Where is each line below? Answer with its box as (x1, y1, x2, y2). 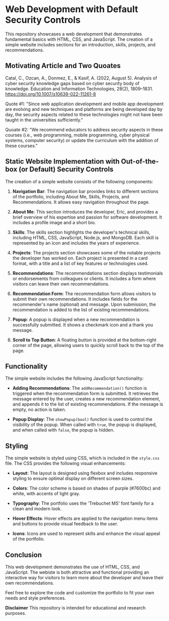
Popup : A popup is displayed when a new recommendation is (12, 316, 140, 322)
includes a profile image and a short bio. (12, 219, 97, 225)
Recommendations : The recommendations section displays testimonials (12, 270, 163, 276)
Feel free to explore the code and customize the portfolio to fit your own (5, 590, 154, 595)
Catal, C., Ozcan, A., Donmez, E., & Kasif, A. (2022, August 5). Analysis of (5, 75, 157, 81)
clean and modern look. (12, 506, 62, 512)
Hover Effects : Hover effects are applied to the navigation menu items (12, 515, 158, 522)
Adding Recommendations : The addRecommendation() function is (12, 385, 147, 391)
